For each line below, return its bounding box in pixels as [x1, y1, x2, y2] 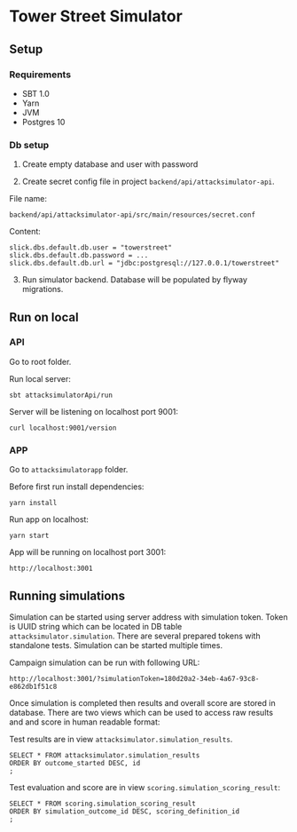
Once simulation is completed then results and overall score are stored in [9, 697, 277, 708]
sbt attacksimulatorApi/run [9, 391, 113, 400]
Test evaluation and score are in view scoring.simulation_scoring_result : [9, 781, 281, 792]
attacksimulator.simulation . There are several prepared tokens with [9, 630, 261, 641]
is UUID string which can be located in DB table [9, 621, 183, 631]
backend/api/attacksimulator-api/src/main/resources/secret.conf [9, 210, 255, 219]
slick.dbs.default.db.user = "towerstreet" [9, 243, 173, 252]
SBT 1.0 [21, 88, 51, 99]
